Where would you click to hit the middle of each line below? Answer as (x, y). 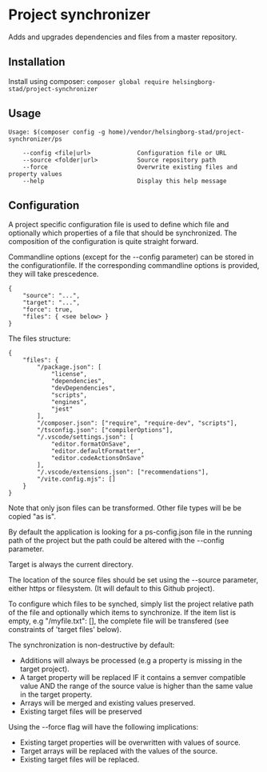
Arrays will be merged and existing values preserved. (108, 703)
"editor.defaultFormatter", (98, 451)
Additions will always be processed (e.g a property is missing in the (131, 661)
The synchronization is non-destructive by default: (92, 645)
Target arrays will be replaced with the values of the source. (119, 751)
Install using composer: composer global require (89, 81)
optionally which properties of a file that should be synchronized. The (123, 233)
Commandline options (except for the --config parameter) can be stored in (131, 257)
